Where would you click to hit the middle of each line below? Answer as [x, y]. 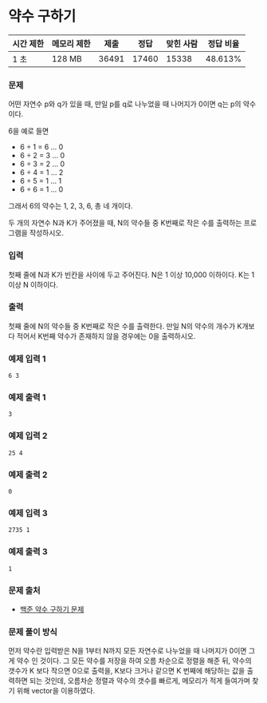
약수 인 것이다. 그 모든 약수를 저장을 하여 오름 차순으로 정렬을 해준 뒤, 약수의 [134, 661]
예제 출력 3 [28, 552]
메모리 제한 [71, 43]
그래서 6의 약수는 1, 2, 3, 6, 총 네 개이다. [71, 206]
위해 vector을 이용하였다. [56, 691]
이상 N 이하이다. [33, 284]
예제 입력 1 [27, 359]
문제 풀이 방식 [33, 632]
